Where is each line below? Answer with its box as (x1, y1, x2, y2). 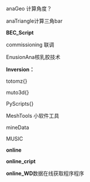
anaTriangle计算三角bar (6, 17, 63, 24)
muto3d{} (6, 89, 29, 96)
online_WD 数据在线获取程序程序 (6, 170, 85, 177)
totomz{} (6, 78, 27, 85)
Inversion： (6, 66, 35, 73)
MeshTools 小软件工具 (6, 113, 60, 119)
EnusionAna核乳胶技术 (6, 54, 61, 60)
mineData (6, 124, 29, 131)
